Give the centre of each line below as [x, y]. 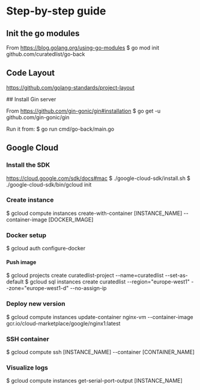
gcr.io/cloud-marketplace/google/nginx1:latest [63, 323]
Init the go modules [43, 33]
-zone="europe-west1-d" [38, 288]
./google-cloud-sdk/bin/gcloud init [49, 184]
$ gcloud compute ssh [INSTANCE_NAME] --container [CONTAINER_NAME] [101, 352]
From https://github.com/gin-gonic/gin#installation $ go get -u [83, 111]
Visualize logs [27, 367]
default [15, 282]
